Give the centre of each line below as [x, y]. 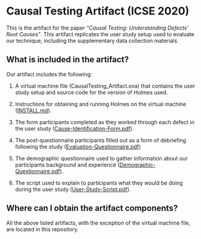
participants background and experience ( [67, 165]
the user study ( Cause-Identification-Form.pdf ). [74, 129]
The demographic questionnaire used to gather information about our [101, 158]
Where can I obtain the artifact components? [92, 209]
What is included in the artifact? [68, 59]
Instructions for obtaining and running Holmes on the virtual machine [101, 104]
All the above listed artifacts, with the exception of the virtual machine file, [98, 223]
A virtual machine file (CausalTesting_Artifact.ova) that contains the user [105, 86]
